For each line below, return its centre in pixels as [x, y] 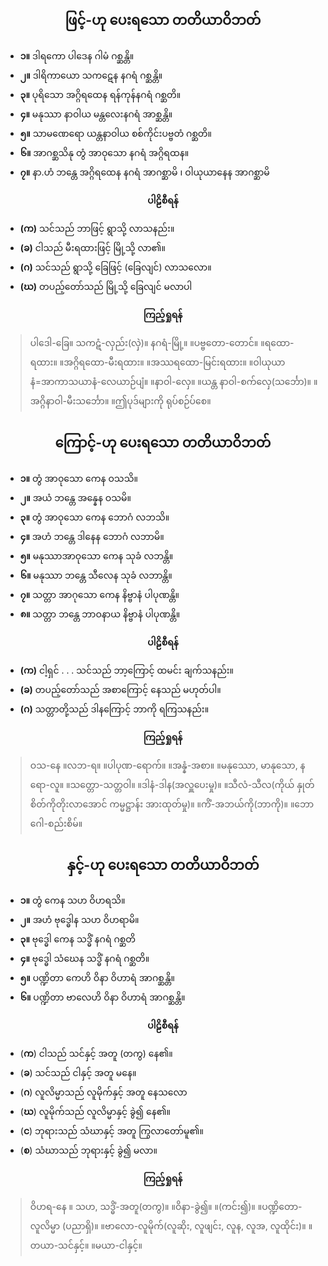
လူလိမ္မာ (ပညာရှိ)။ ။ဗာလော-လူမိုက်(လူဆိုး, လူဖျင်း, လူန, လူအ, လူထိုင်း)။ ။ [171, 1226]
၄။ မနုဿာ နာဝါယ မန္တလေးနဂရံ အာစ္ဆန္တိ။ [96, 114]
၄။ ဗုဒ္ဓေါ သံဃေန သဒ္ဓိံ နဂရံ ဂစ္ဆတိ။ [84, 959]
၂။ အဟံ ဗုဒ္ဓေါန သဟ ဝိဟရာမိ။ [79, 920]
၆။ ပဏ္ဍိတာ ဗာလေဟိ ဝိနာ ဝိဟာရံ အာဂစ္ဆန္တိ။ [102, 997]
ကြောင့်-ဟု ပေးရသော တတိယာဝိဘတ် [163, 443]
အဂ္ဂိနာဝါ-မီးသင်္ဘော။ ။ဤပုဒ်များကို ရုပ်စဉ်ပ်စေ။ [120, 400]
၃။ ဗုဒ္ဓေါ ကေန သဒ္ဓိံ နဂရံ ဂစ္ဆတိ [78, 939]
